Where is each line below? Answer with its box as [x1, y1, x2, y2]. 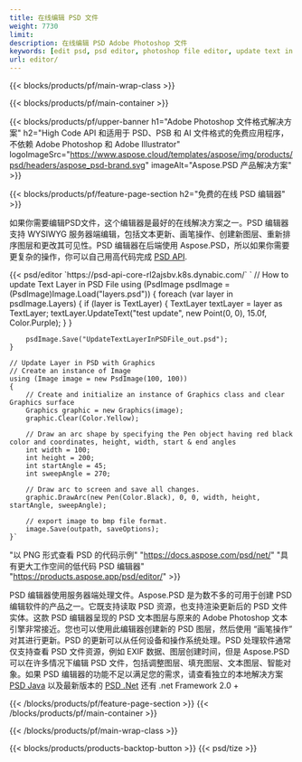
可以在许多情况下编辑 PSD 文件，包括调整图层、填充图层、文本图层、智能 [9, 657, 283, 668]
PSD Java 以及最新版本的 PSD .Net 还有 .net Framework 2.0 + [9, 680, 240, 691]
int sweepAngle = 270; [25, 469, 111, 478]
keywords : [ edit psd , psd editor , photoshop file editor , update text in [9, 47, 294, 56]
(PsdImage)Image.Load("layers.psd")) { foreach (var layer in [9, 288, 233, 299]
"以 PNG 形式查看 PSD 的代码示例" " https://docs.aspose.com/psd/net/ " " [9, 550, 281, 560]
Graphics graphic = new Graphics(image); [25, 406, 184, 415]
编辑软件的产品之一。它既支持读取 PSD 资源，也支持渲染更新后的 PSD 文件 [9, 601, 288, 611]
